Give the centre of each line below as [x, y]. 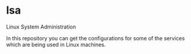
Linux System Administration [41, 27]
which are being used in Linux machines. [56, 45]
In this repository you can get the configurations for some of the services [95, 38]
